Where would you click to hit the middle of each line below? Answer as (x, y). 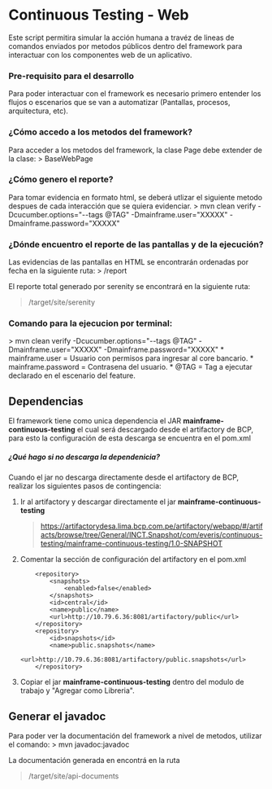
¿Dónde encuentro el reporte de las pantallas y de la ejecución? (136, 244)
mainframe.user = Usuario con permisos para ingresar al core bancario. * (131, 358)
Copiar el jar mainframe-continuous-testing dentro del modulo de (132, 682)
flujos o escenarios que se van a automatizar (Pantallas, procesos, (119, 103)
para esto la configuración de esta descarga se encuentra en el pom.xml (130, 438)
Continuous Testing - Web (99, 15)
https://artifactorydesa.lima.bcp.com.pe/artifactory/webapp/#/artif (151, 526)
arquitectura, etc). (39, 111)
